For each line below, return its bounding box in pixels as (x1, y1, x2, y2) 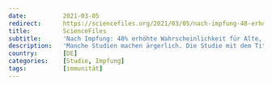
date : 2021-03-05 (8, 11, 100, 20)
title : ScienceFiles (8, 27, 107, 35)
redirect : (8, 19, 42, 28)
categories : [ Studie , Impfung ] (8, 57, 125, 66)
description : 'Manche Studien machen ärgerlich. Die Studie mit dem (8, 42, 252, 50)
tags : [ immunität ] (8, 65, 104, 73)
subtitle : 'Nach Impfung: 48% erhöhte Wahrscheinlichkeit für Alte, (8, 34, 263, 43)
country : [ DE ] (8, 49, 79, 57)
